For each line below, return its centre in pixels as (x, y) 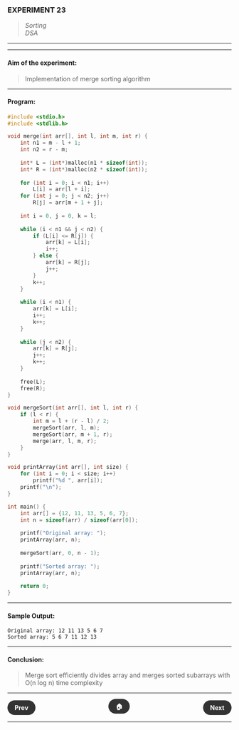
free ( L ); (33, 382)
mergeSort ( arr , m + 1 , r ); (73, 434)
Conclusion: (26, 659)
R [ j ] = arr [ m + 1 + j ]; (68, 203)
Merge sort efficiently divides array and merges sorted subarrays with (127, 675)
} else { (46, 256)
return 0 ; (35, 587)
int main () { (27, 507)
